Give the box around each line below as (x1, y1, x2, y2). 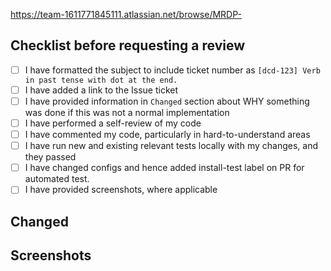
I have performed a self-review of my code (24, 117, 202, 129)
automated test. (24, 173, 90, 185)
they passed (24, 151, 77, 163)
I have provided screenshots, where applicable (24, 184, 218, 196)
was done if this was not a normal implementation (24, 107, 230, 118)
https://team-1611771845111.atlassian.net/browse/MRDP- (10, 9, 242, 20)
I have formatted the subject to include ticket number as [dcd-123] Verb (24, 64, 321, 76)
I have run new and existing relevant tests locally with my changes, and (24, 140, 318, 152)
